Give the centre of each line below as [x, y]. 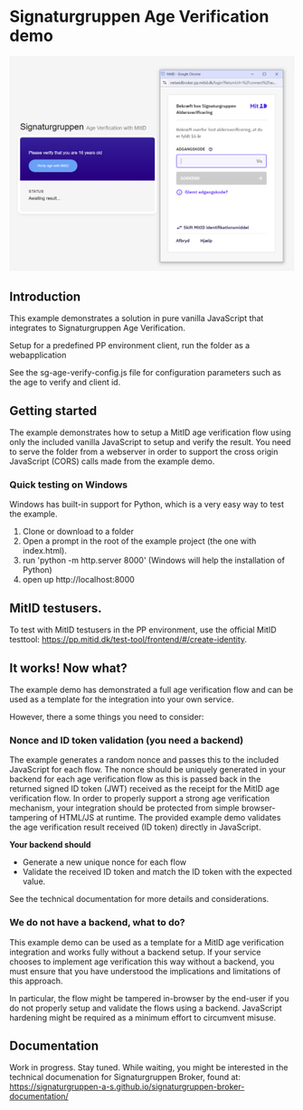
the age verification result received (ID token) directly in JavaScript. [135, 827]
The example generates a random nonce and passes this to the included [144, 760]
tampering [28, 818]
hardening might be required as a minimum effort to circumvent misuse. [143, 1017]
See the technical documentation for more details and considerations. [139, 899]
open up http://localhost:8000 [79, 580]
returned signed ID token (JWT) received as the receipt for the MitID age [145, 789]
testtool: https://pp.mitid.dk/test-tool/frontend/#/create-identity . [128, 640]
